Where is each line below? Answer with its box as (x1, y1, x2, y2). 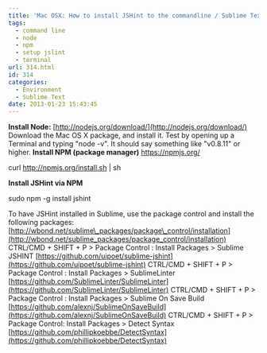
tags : (8, 19, 26, 27)
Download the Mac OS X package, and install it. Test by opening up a (8, 130, 234, 140)
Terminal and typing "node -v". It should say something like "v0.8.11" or (8, 139, 241, 149)
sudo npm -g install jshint (8, 194, 91, 204)
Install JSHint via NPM (8, 178, 83, 188)
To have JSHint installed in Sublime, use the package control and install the (8, 209, 254, 219)
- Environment (15, 85, 62, 94)
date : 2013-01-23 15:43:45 (8, 100, 98, 108)
